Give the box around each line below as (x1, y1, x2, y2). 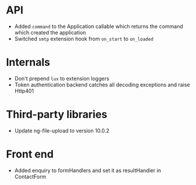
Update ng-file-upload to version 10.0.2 (14, 127, 110, 134)
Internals (6, 56, 51, 69)
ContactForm (14, 173, 47, 180)
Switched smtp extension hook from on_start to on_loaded (14, 35, 153, 42)
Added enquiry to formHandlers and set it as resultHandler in (14, 167, 162, 174)
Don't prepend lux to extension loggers (14, 75, 110, 82)
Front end (6, 148, 54, 160)
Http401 (14, 87, 34, 94)
